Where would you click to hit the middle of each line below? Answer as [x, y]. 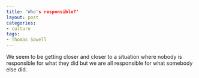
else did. [17, 69]
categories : [21, 23]
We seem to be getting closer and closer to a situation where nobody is [94, 57]
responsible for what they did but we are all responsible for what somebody [99, 63]
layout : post [22, 17]
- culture [19, 28]
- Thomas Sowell [26, 40]
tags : [13, 34]
